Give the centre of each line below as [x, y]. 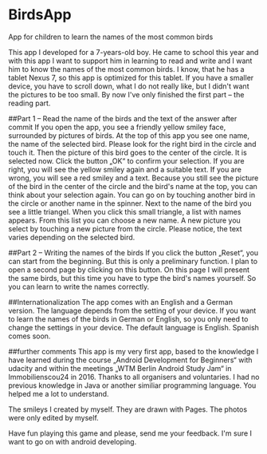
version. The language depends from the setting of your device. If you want [132, 310]
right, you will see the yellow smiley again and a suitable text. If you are [125, 169]
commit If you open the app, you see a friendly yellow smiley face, [117, 127]
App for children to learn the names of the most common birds [111, 37]
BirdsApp [40, 15]
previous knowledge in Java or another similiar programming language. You [132, 385]
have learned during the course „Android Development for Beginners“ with [130, 360]
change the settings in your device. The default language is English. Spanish [133, 327]
